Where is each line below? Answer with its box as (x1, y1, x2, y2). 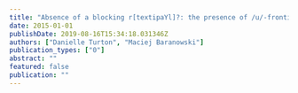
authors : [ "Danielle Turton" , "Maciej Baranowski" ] (9, 37, 204, 47)
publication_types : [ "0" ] (9, 46, 105, 55)
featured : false (9, 63, 69, 72)
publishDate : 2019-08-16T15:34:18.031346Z (9, 29, 169, 38)
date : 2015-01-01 (9, 21, 74, 30)
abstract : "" (9, 54, 58, 63)
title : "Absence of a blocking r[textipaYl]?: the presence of (9, 12, 248, 22)
